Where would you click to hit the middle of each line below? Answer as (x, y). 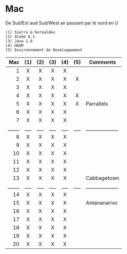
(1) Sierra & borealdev (30, 32)
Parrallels (97, 104)
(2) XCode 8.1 (20, 37)
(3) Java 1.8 (19, 41)
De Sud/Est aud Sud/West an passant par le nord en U (62, 23)
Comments (102, 62)
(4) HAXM (14, 45)
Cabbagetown (103, 178)
